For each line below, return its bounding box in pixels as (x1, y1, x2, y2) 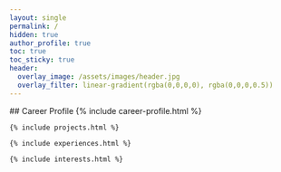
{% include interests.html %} (9, 155, 124, 164)
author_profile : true (9, 38, 92, 48)
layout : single (9, 13, 67, 23)
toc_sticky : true (9, 55, 75, 64)
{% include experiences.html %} (9, 139, 131, 148)
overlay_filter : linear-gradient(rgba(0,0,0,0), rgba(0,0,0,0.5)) (17, 81, 274, 90)
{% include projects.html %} (9, 123, 120, 132)
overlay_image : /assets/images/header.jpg (17, 72, 180, 81)
